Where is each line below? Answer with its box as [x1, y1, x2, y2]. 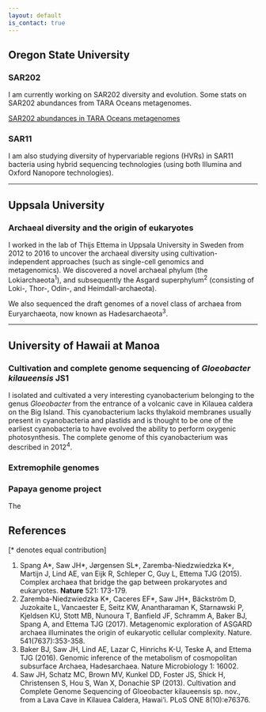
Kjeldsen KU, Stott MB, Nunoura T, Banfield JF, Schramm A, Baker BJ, [19, 611, 248, 620]
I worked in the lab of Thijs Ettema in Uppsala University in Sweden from [8, 240, 244, 250]
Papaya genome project [8, 483, 101, 494]
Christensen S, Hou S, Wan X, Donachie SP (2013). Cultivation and [19, 678, 236, 687]
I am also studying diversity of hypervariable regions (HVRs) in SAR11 [8, 151, 234, 161]
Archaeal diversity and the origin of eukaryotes [8, 222, 194, 233]
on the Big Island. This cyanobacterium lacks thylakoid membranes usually [8, 407, 252, 417]
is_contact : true [8, 19, 66, 27]
